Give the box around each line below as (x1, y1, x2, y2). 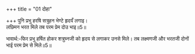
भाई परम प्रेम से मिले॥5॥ (6, 42, 52, 49)
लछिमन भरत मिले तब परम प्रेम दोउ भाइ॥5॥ (6, 24, 86, 30)
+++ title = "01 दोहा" (6, 6, 52, 12)
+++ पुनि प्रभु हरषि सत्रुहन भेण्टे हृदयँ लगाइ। (6, 17, 88, 24)
